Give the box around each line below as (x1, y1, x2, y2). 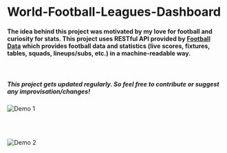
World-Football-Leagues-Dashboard (7, 4, 221, 20)
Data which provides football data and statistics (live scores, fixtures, (7, 42, 210, 50)
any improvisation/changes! (7, 87, 91, 95)
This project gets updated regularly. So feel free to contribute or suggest (7, 80, 220, 88)
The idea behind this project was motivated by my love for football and (7, 27, 213, 35)
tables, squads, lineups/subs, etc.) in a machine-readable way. (7, 49, 191, 57)
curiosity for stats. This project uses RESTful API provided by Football (7, 34, 211, 43)
